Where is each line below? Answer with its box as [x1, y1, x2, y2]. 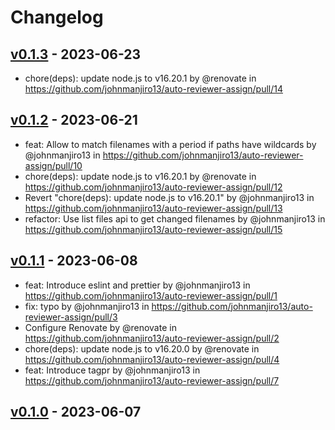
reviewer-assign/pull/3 [24, 311, 118, 323]
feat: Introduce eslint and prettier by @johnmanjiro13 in [24, 279, 251, 291]
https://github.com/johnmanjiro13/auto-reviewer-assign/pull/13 [24, 202, 283, 214]
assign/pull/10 [24, 159, 83, 171]
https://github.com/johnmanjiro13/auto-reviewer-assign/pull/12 [24, 181, 283, 193]
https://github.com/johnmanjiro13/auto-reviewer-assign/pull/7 [24, 374, 280, 386]
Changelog [10, 6, 104, 29]
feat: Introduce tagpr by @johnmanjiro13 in [24, 364, 201, 376]
